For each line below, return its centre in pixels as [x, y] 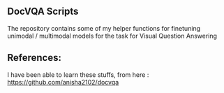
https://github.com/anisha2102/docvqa [63, 82]
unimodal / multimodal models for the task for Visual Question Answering [112, 36]
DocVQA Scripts [43, 12]
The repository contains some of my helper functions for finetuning [104, 28]
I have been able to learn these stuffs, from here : [78, 74]
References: [34, 58]
